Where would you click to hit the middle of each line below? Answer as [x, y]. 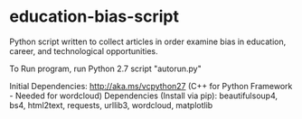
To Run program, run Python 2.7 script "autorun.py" [105, 69]
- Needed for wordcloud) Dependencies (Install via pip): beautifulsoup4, [144, 96]
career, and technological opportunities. [84, 50]
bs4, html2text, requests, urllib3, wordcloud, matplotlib [111, 105]
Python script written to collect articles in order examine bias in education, [148, 41]
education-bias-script [94, 17]
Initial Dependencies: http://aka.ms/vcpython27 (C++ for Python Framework [151, 86]
